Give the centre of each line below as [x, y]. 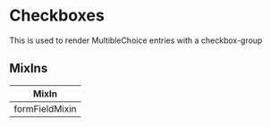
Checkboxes [57, 16]
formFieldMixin [46, 108]
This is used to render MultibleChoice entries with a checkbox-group [136, 40]
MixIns [29, 68]
